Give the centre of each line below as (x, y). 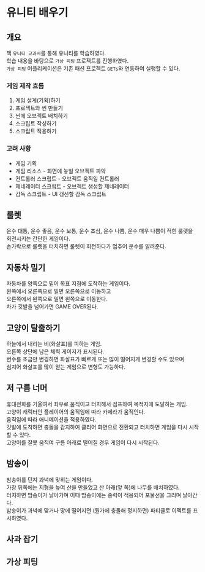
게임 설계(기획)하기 (38, 100)
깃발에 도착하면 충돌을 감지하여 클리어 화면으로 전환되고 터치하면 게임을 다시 (97, 427)
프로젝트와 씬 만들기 (39, 108)
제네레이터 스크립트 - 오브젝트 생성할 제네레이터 (72, 186)
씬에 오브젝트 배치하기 (42, 116)
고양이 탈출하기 (33, 328)
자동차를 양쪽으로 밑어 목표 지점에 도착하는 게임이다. (68, 284)
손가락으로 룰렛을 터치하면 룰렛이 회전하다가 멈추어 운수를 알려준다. (86, 246)
